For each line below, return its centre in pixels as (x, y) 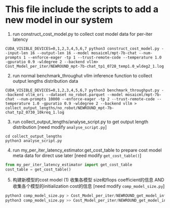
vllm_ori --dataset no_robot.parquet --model (74, 94)
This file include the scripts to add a (82, 9)
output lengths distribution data (45, 81)
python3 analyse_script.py (34, 141)
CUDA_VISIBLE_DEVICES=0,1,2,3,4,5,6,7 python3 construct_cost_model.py (82, 48)
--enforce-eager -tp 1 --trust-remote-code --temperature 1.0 (95, 57)
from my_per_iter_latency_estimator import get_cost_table (69, 165)
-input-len (17, 53)
